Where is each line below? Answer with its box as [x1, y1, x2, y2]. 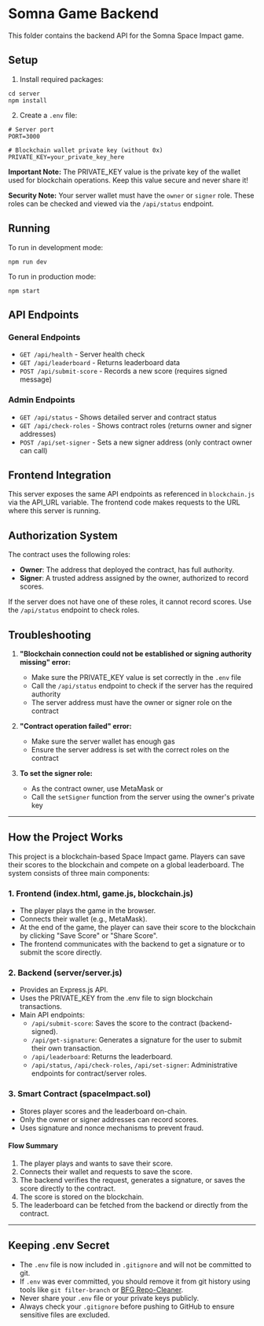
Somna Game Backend [8, 5, 159, 23]
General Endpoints [8, 331, 81, 342]
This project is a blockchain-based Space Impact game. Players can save [8, 851, 246, 861]
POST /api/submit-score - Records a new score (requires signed [19, 367, 228, 376]
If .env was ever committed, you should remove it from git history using [19, 1276, 251, 1286]
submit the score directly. [19, 947, 102, 957]
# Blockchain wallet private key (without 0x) [8, 146, 163, 154]
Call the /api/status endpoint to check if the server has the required [31, 681, 254, 690]
